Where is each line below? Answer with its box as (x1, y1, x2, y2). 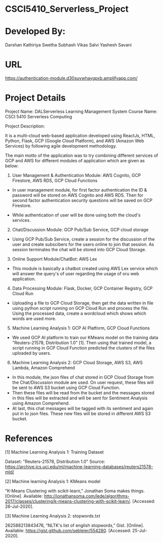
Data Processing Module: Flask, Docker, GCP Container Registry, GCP (12, 285, 153, 291)
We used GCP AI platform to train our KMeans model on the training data (12, 335, 159, 340)
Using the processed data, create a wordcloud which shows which (12, 310, 146, 316)
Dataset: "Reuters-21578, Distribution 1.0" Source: (5, 458, 105, 464)
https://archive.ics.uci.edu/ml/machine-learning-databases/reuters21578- (5, 463, 153, 470)
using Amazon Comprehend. (12, 400, 70, 406)
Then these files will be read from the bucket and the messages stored (12, 390, 155, 395)
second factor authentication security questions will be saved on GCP (12, 197, 153, 203)
